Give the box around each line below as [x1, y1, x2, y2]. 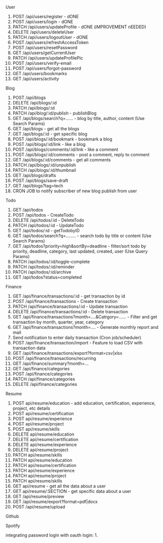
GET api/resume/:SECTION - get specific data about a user [12, 488, 131, 494]
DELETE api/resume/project [12, 447, 69, 453]
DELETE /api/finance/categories [12, 382, 78, 387]
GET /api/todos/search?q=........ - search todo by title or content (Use [12, 233, 152, 239]
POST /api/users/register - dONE [12, 14, 79, 19]
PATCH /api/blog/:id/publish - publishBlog [12, 110, 97, 116]
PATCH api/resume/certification [12, 463, 77, 468]
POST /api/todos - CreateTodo [12, 212, 74, 218]
